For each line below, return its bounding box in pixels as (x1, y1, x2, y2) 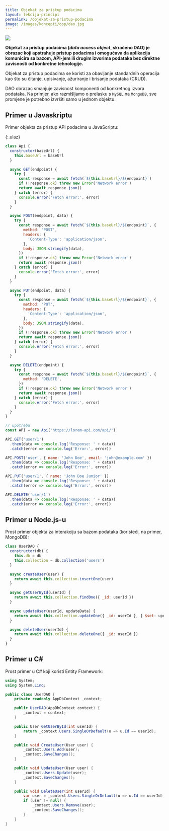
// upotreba (5, 423, 30, 428)
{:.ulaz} (5, 134, 21, 140)
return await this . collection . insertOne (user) (14, 576, 114, 581)
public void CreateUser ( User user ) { (14, 742, 94, 747)
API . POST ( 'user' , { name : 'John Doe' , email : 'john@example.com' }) (5, 455, 152, 461)
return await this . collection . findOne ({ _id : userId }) (14, 595, 134, 600)
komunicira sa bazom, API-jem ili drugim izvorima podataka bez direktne (5, 55, 160, 61)
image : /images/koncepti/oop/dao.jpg (5, 21, 84, 27)
